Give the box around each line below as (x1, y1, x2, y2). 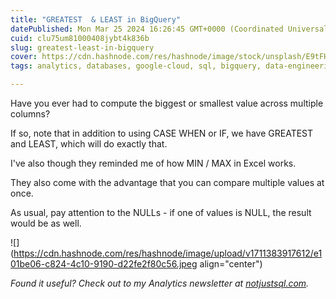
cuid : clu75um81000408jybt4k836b (10, 33, 150, 43)
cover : (10, 52, 38, 62)
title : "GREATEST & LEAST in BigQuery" (10, 14, 182, 25)
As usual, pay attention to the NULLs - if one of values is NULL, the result (10, 207, 312, 218)
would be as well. (10, 217, 82, 229)
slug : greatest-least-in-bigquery (10, 42, 155, 53)
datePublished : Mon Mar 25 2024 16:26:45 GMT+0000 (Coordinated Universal (10, 24, 329, 34)
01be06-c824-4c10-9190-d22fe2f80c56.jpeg (10, 258, 198, 270)
